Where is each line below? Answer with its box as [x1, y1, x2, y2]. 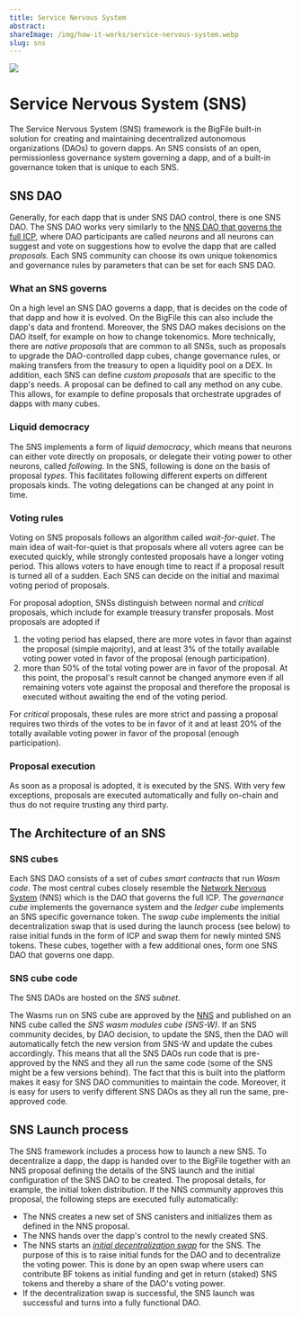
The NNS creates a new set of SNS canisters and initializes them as [22, 1211, 272, 1222]
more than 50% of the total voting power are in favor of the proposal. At [22, 663, 288, 673]
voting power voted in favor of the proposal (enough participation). [22, 653, 270, 663]
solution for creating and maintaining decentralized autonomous [9, 133, 246, 144]
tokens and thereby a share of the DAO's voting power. [22, 1277, 226, 1288]
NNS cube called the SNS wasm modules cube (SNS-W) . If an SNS [9, 1019, 258, 1031]
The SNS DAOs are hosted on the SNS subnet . [9, 992, 181, 1004]
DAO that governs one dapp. [9, 949, 115, 960]
